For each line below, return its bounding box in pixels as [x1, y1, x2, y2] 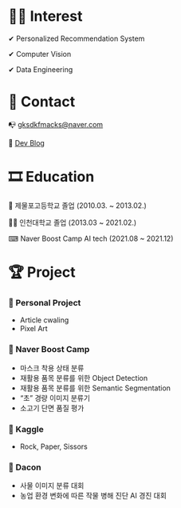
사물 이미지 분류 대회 [19, 481, 85, 490]
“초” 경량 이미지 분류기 [19, 393, 90, 402]
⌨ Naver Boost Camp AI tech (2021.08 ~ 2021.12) [8, 234, 174, 243]
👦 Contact [8, 93, 76, 111]
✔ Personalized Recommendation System [8, 34, 145, 43]
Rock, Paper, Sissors [19, 442, 88, 451]
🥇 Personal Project [8, 297, 81, 308]
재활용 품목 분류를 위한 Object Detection [19, 373, 148, 382]
